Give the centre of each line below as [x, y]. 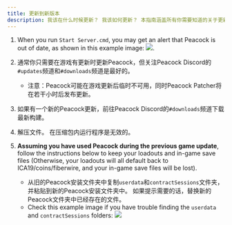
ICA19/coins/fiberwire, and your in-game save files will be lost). [107, 168]
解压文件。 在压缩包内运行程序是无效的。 [76, 132]
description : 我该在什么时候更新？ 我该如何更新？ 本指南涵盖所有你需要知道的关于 [113, 20]
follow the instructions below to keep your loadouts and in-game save [116, 153]
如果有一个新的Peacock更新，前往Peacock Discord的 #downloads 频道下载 [120, 108]
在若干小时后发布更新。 [61, 94]
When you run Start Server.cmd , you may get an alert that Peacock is [116, 39]
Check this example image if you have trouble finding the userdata [122, 207]
